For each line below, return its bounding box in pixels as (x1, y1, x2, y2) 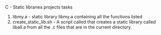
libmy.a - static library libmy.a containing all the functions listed (12, 14, 142, 19)
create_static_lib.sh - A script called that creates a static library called (12, 19, 156, 25)
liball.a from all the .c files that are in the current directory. (12, 24, 132, 30)
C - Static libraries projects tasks (5, 4, 73, 10)
